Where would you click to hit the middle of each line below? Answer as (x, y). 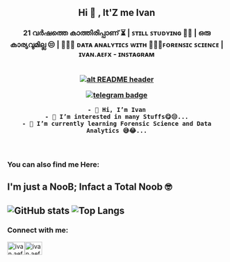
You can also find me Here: (54, 164)
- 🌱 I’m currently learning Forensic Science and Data (117, 124)
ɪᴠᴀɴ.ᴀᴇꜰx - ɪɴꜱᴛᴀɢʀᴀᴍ (117, 54)
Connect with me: (38, 230)
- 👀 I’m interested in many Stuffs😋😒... (117, 117)
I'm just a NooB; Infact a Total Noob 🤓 (90, 187)
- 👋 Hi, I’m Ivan (117, 110)
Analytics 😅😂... (117, 131)
